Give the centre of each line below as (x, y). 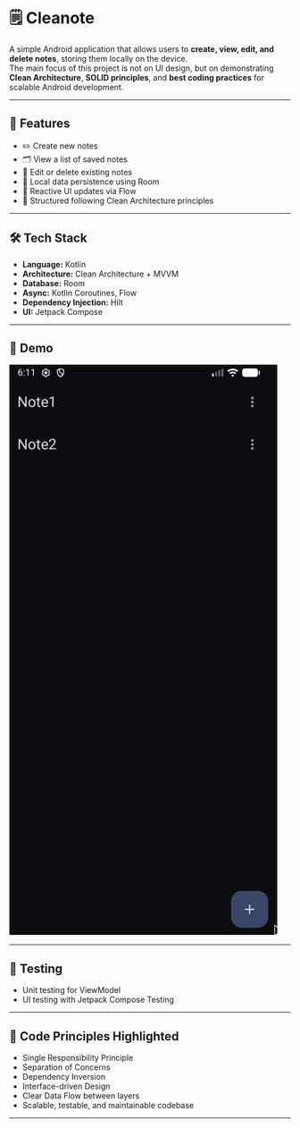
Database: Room (54, 283)
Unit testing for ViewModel (71, 990)
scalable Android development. (67, 87)
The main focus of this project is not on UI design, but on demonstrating (142, 68)
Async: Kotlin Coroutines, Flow (79, 293)
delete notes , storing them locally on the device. (99, 58)
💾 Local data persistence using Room (91, 182)
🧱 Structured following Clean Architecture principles (118, 200)
